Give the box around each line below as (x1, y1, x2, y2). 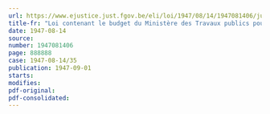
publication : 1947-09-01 (8, 64, 92, 72)
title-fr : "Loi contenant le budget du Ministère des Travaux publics (8, 19, 250, 27)
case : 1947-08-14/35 (8, 57, 78, 65)
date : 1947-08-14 (8, 26, 67, 35)
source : (8, 34, 35, 43)
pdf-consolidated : (8, 94, 70, 102)
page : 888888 (8, 49, 52, 57)
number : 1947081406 (8, 42, 74, 50)
